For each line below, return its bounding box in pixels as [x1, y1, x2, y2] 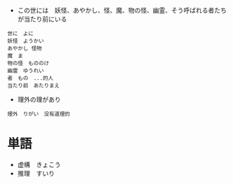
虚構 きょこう [17, 160, 61, 169]
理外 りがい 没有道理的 [7, 111, 70, 118]
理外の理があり [17, 95, 61, 104]
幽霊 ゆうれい [7, 67, 44, 74]
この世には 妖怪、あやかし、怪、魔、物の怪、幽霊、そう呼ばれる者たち [17, 6, 227, 14]
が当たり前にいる [17, 15, 67, 23]
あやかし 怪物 [7, 45, 42, 52]
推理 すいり [17, 169, 55, 177]
